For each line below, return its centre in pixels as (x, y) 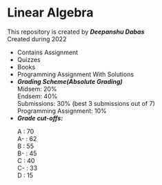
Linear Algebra (50, 13)
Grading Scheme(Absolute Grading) (70, 81)
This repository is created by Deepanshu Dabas (76, 32)
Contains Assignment (48, 52)
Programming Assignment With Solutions (75, 74)
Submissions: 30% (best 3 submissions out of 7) (86, 103)
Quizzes (29, 59)
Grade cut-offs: (40, 118)
